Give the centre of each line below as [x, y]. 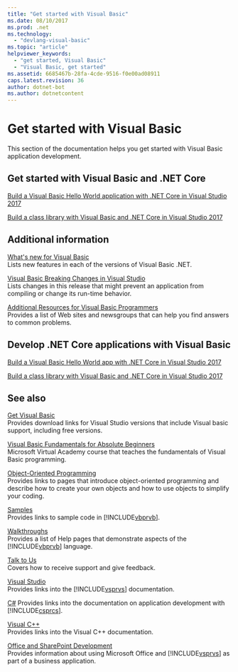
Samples [20, 510]
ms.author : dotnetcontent [45, 93]
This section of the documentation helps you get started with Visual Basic [115, 149]
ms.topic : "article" [38, 47]
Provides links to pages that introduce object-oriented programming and [113, 481]
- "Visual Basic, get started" [60, 67]
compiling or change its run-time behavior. [70, 293]
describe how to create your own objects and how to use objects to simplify [118, 489]
